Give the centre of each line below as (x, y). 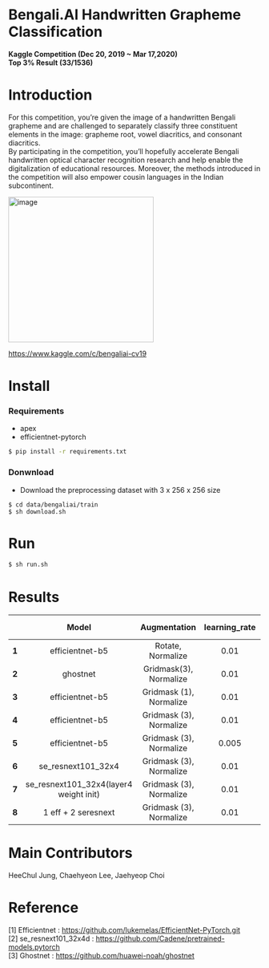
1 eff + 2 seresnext (79, 812)
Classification (55, 32)
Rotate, (168, 646)
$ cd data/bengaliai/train (53, 504)
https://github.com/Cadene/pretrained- (161, 939)
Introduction (50, 95)
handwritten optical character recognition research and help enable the (126, 160)
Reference (43, 908)
